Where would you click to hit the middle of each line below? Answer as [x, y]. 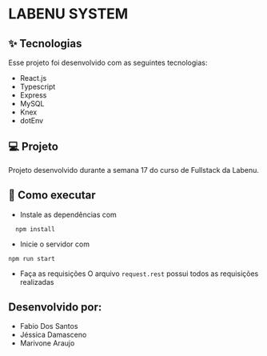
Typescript [38, 86]
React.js [33, 78]
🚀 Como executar [52, 196]
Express [33, 95]
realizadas [37, 282]
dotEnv [32, 120]
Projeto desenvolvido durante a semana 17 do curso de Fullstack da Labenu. [134, 170]
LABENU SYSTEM [68, 14]
